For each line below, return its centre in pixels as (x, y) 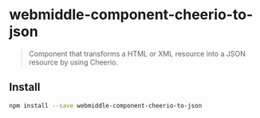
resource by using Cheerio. (73, 62)
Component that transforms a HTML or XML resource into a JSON (137, 53)
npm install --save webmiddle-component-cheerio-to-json (106, 105)
